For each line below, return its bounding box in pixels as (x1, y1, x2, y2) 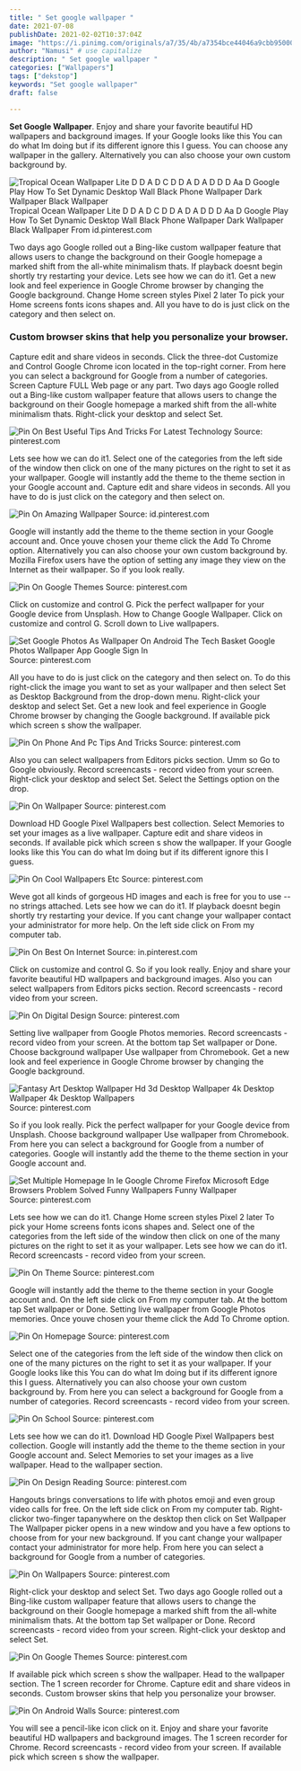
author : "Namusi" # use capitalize (9, 47, 142, 56)
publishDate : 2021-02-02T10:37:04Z (9, 30, 142, 39)
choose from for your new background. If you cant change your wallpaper (9, 1532, 282, 1543)
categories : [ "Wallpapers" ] (9, 64, 115, 73)
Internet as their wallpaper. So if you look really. (9, 563, 185, 575)
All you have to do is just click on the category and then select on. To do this (9, 671, 291, 683)
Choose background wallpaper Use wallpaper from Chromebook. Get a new (9, 1046, 289, 1057)
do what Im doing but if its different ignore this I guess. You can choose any (9, 140, 288, 151)
